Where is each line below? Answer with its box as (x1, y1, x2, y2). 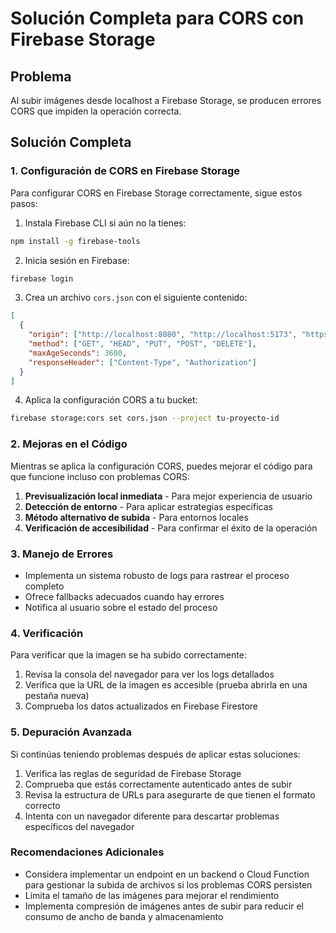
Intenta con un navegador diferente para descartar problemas (24, 810, 280, 822)
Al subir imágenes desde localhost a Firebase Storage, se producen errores (10, 95, 322, 106)
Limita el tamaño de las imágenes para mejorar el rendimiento (24, 889, 280, 901)
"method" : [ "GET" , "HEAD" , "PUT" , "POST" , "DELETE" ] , (28, 339, 257, 349)
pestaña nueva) (24, 690, 90, 702)
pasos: (10, 197, 38, 209)
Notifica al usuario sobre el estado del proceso (24, 601, 218, 613)
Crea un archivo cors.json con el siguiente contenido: (24, 292, 248, 304)
